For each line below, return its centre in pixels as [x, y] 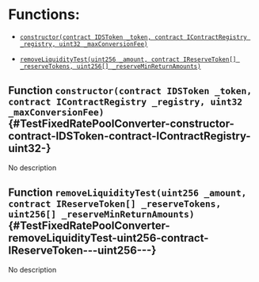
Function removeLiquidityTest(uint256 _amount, [128, 193]
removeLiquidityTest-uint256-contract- [109, 238]
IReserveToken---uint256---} [82, 251]
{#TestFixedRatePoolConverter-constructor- [122, 124]
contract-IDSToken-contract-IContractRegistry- [129, 136]
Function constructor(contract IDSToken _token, [130, 91]
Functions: [44, 15]
